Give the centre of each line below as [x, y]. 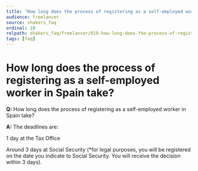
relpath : [17, 33]
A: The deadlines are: [32, 126]
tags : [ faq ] [21, 39]
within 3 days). [24, 162]
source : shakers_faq [32, 22]
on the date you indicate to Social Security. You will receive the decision [93, 156]
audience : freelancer [33, 17]
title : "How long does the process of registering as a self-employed [95, 11]
